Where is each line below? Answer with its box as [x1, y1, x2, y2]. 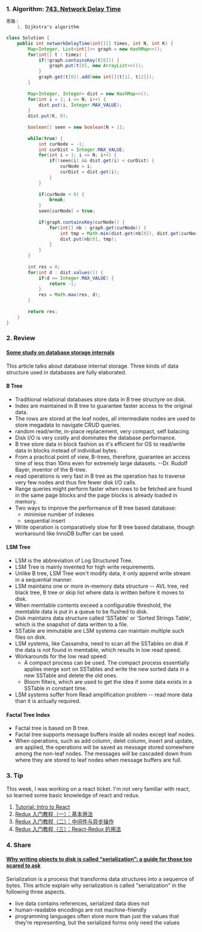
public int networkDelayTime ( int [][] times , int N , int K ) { [17, 40, 174, 46]
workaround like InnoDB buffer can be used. [14, 529, 125, 537]
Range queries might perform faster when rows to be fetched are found [14, 485, 192, 492]
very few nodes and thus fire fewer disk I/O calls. [14, 478, 137, 486]
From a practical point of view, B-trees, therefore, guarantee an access [14, 453, 191, 460]
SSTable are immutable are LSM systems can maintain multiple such [14, 627, 185, 635]
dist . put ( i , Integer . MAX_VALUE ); [38, 102, 122, 108]
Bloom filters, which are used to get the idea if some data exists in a [23, 678, 192, 686]
